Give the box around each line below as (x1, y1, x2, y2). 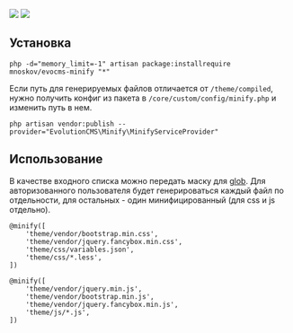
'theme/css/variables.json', (25, 245, 135, 254)
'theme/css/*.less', (25, 252, 102, 262)
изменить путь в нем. (9, 101, 93, 112)
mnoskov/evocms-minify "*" (9, 67, 111, 76)
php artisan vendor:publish (9, 119, 115, 128)
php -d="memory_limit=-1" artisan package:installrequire (9, 59, 231, 68)
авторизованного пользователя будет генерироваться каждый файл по (9, 185, 285, 196)
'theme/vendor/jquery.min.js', (25, 284, 143, 294)
